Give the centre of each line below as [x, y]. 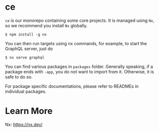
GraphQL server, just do [29, 49]
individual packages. [26, 91]
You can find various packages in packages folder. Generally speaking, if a [79, 66]
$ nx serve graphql [25, 57]
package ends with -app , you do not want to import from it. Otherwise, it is [80, 71]
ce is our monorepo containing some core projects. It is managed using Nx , [80, 20]
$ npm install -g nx [26, 34]
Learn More [29, 111]
